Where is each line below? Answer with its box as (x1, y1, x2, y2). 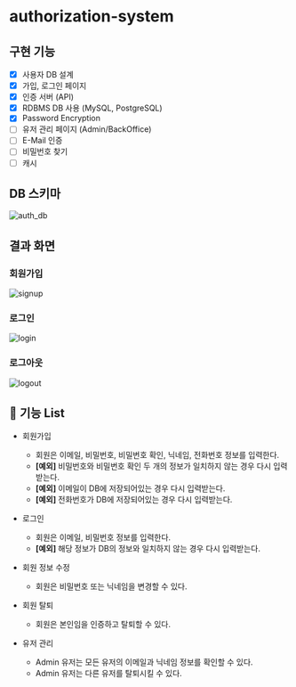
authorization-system (9, 6, 174, 27)
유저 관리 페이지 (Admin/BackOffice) (21, 124, 152, 135)
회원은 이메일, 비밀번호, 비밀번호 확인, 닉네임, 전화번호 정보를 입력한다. (35, 450, 280, 461)
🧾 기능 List (9, 405, 65, 421)
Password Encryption (21, 113, 100, 124)
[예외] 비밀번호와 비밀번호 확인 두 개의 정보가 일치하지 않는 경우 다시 (35, 461, 272, 471)
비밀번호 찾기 (21, 146, 68, 157)
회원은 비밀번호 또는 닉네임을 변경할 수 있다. (35, 581, 188, 592)
